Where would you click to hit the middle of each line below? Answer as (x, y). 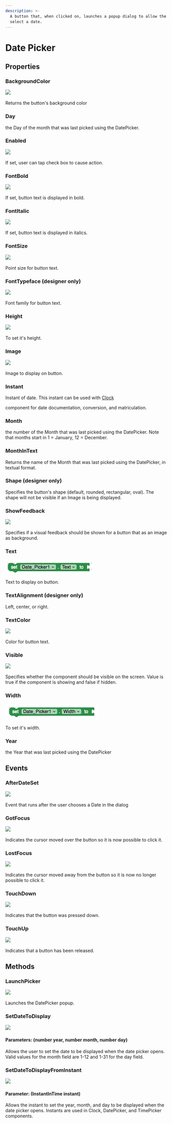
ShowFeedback (25, 511)
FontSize (17, 246)
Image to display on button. (34, 373)
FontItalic (17, 211)
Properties (23, 67)
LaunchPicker (23, 981)
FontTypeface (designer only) (43, 281)
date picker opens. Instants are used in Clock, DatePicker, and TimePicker (83, 1111)
